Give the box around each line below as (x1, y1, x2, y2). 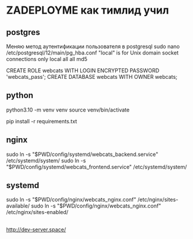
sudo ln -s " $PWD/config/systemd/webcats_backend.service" (6, 151, 159, 158)
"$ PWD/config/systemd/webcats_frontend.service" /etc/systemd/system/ (6, 163, 187, 170)
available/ (6, 202, 30, 209)
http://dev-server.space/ (6, 226, 67, 233)
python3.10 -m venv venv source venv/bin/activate (6, 106, 129, 113)
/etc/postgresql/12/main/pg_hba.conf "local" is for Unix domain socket (6, 49, 179, 56)
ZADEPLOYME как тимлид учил (6, 4, 169, 17)
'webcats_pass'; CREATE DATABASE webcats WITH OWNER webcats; (6, 74, 178, 80)
